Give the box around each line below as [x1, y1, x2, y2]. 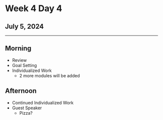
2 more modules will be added [19, 72, 80, 78]
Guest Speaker [12, 105, 42, 111]
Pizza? [19, 110, 33, 116]
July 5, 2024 [5, 22, 44, 31]
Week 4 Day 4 [5, 3, 62, 14]
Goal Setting [12, 62, 37, 68]
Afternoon [5, 87, 37, 95]
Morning [5, 44, 32, 52]
